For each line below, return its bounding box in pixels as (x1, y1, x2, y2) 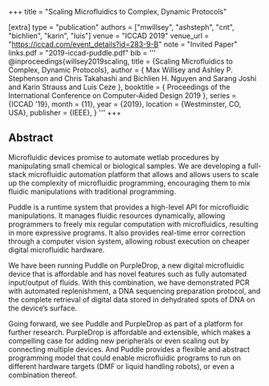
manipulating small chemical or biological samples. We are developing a (8, 161, 247, 170)
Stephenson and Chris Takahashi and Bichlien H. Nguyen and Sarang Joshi (8, 74, 257, 83)
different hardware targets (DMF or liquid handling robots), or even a (8, 361, 235, 371)
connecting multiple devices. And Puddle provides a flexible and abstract (8, 344, 251, 354)
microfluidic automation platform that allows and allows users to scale (27, 169, 259, 179)
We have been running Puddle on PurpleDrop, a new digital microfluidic (8, 261, 245, 270)
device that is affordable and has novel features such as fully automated (8, 269, 247, 278)
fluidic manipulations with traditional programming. (8, 187, 177, 196)
